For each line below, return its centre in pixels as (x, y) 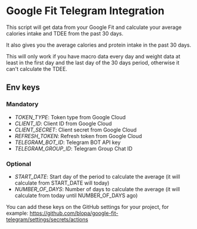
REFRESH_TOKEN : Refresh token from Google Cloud (78, 136)
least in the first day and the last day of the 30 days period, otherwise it (93, 63)
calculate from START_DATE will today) (62, 183)
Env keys (23, 88)
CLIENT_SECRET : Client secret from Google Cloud (75, 130)
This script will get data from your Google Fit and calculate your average (94, 27)
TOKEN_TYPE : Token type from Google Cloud (70, 117)
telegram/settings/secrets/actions (47, 219)
